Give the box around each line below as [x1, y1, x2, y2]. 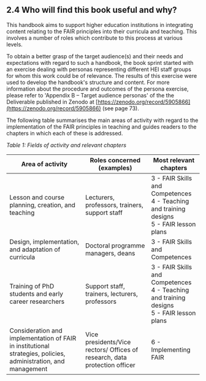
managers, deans [85, 249, 135, 257]
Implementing [151, 345, 191, 354]
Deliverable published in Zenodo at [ [6, 98, 98, 105]
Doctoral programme [85, 241, 145, 250]
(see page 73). [102, 104, 139, 112]
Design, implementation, [9, 237, 80, 246]
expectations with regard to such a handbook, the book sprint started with [6, 59, 194, 66]
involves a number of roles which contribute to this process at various [6, 34, 183, 42]
